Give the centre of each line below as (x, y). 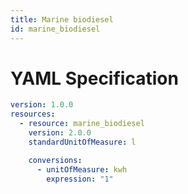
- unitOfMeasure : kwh (82, 169)
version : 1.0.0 (42, 105)
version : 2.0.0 (60, 133)
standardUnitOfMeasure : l (82, 142)
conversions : (55, 160)
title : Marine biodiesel (62, 19)
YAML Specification (94, 78)
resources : (33, 114)
